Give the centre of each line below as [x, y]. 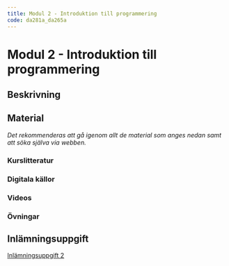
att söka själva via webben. [47, 142]
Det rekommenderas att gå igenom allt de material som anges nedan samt [114, 135]
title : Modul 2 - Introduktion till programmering [82, 14]
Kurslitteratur [31, 160]
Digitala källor [31, 179]
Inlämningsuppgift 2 [36, 256]
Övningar [23, 216]
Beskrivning [34, 95]
